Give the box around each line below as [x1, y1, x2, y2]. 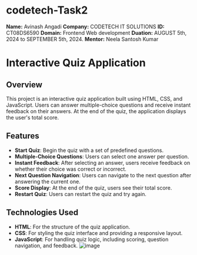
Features [6, 131, 39, 141]
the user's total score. [6, 114, 59, 121]
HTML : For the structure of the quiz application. [14, 223, 131, 230]
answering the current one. [14, 178, 81, 185]
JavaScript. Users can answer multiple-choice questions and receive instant [6, 101, 191, 108]
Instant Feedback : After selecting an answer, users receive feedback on [14, 159, 191, 166]
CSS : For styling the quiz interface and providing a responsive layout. [14, 229, 183, 236]
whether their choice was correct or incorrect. [14, 165, 126, 173]
